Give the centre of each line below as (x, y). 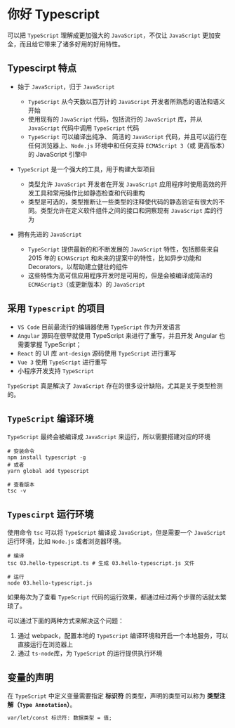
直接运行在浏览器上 (45, 644)
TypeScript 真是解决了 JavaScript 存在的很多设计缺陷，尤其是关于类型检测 (115, 385)
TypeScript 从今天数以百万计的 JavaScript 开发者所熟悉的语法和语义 (127, 101)
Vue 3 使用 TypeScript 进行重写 (62, 362)
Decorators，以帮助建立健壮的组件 (78, 266)
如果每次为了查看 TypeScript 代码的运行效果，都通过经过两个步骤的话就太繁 (117, 597)
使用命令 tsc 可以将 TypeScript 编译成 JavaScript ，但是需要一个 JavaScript (116, 533)
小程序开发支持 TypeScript (56, 370)
